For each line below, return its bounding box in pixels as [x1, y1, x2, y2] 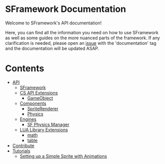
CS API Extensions [19, 89, 58, 95]
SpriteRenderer [27, 105, 59, 111]
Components [19, 100, 46, 106]
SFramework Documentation [5, 3, 126, 15]
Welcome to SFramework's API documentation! [5, 20, 102, 26]
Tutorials [12, 148, 31, 154]
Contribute [12, 143, 35, 149]
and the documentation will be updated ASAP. [5, 45, 99, 51]
